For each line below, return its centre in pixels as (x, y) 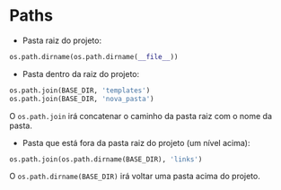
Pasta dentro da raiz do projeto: (81, 73)
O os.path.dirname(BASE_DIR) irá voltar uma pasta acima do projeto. (135, 177)
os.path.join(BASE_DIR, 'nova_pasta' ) (82, 99)
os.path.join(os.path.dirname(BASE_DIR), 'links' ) (106, 159)
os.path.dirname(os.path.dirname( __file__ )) (94, 56)
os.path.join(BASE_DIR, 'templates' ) (80, 91)
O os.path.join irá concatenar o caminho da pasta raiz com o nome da (140, 116)
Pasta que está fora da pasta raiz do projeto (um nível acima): (136, 142)
